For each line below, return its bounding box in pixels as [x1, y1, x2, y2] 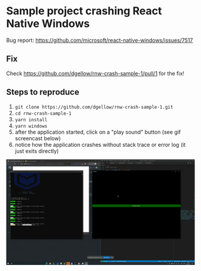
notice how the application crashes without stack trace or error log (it [14, 141, 186, 148]
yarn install [14, 116, 48, 123]
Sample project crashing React [6, 4, 163, 18]
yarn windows [14, 123, 48, 129]
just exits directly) [14, 147, 59, 155]
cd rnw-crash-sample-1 [14, 110, 72, 116]
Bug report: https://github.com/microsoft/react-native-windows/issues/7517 [6, 36, 193, 44]
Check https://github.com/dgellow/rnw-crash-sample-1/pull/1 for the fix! [6, 70, 184, 77]
